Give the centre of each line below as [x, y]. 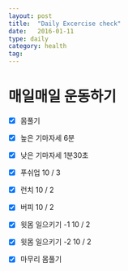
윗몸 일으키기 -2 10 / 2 [55, 242]
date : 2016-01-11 [41, 31]
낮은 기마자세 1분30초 [54, 155]
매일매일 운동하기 [62, 96]
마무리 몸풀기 [41, 259]
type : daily [28, 39]
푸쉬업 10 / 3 [40, 173]
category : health [38, 46]
